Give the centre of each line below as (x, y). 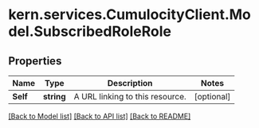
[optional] (212, 97)
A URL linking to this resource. (130, 97)
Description (130, 83)
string (54, 97)
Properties (35, 61)
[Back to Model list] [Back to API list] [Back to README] (100, 116)
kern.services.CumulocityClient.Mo (129, 15)
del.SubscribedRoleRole (90, 31)
